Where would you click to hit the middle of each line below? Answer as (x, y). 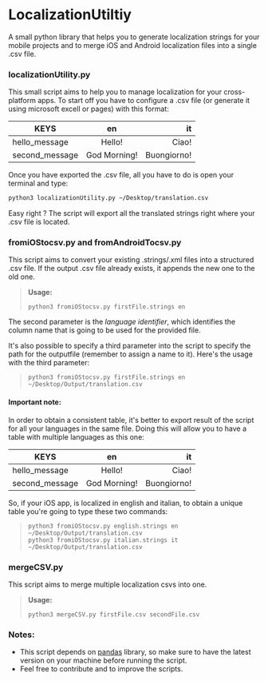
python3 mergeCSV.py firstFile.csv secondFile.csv (114, 614)
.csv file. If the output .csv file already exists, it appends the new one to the (132, 269)
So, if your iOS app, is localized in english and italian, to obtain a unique (126, 503)
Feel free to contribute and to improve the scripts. (101, 669)
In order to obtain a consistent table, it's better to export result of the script (131, 420)
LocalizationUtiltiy (70, 15)
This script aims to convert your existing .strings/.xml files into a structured (131, 260)
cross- (235, 92)
